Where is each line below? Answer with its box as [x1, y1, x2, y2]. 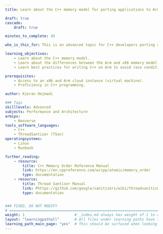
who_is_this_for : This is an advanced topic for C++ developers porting [5, 42, 155, 48]
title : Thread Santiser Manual [22, 181, 86, 186]
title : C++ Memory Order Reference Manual [22, 163, 110, 168]
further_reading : [5, 154, 40, 159]
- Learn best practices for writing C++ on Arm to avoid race [14, 65, 142, 70]
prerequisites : [5, 73, 36, 78]
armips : [5, 114, 21, 119]
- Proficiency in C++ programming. [14, 83, 86, 88]
